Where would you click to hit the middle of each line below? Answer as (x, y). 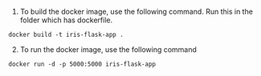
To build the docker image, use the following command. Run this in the (136, 12)
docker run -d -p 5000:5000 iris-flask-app (82, 64)
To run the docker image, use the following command (108, 50)
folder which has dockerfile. (66, 20)
